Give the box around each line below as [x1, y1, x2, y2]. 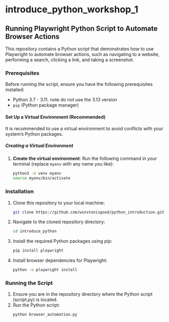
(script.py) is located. [12, 297, 58, 303]
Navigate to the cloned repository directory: [12, 219, 105, 225]
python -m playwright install [12, 267, 78, 273]
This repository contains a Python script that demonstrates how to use [5, 46, 154, 52]
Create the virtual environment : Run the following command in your [12, 155, 157, 162]
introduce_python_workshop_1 [5, 4, 138, 15]
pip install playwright [12, 248, 64, 253]
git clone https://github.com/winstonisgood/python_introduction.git [12, 209, 165, 214]
